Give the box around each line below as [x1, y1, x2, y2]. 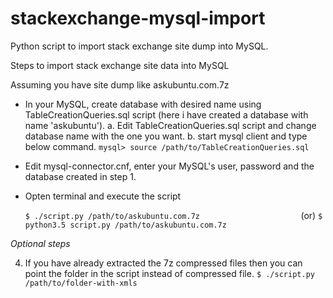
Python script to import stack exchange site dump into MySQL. [10, 40, 269, 52]
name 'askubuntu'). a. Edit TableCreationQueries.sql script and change [24, 119, 317, 131]
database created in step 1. [24, 170, 137, 182]
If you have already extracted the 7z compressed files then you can [24, 257, 303, 269]
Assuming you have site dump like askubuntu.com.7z [10, 78, 230, 91]
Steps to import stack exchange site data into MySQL [10, 59, 230, 71]
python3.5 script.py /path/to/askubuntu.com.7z [24, 220, 227, 230]
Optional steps [10, 237, 71, 249]
